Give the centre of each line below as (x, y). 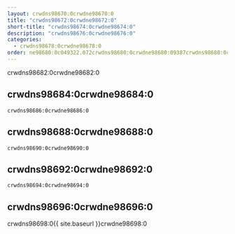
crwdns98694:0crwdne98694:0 (48, 186)
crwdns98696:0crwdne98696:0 (80, 207)
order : (17, 53)
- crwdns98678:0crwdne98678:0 (57, 46)
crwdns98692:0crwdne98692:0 (80, 169)
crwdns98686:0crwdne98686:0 (48, 110)
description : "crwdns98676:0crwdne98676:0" (72, 33)
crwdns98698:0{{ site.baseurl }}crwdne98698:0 (77, 224)
